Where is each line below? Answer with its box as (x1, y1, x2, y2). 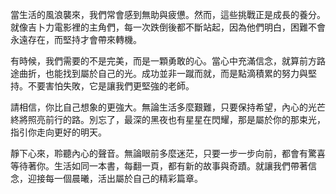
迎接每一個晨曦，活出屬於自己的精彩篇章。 (27, 173, 203, 184)
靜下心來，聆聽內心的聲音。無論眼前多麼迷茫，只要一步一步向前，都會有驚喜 (10, 148, 326, 159)
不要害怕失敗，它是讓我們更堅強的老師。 (27, 80, 195, 92)
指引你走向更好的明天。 (10, 126, 107, 138)
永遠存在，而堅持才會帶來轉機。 (10, 34, 142, 45)
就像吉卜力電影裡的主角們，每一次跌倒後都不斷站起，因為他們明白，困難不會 (10, 21, 326, 33)
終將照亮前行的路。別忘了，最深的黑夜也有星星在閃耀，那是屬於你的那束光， (10, 114, 326, 125)
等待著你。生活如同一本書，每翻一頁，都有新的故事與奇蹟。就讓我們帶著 (10, 160, 308, 172)
